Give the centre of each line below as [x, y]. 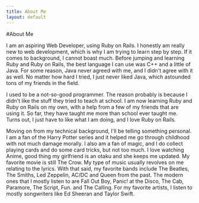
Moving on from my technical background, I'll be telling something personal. [99, 131]
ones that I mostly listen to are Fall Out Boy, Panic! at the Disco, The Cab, [95, 181]
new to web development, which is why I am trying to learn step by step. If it [99, 51]
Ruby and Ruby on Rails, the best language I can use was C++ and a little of [98, 64]
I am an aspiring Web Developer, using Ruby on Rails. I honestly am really [95, 45]
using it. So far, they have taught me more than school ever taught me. [92, 113]
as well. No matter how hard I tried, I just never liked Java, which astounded [98, 77]
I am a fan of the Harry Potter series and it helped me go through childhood [98, 137]
